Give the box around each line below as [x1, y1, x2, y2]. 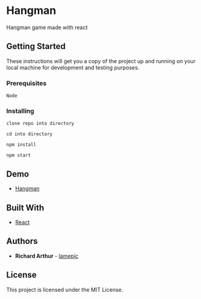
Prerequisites [6, 79, 47, 87]
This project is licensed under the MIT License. [6, 286, 124, 293]
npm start [6, 152, 31, 158]
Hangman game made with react [6, 24, 88, 31]
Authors [6, 236, 38, 246]
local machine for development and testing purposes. [6, 64, 140, 71]
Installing [6, 107, 35, 115]
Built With [6, 203, 44, 213]
